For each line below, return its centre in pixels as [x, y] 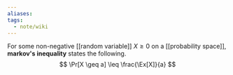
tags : [15, 20]
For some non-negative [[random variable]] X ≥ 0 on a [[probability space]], [117, 47]
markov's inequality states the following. [67, 53]
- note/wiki [31, 26]
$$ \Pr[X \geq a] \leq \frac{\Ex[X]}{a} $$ [118, 65]
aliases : [20, 14]
